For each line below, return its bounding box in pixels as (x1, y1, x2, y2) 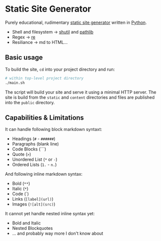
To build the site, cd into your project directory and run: (5, 66, 115, 72)
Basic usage (5, 54, 43, 62)
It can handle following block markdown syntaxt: (5, 127, 102, 132)
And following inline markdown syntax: (5, 171, 83, 177)
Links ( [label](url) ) (12, 196, 54, 202)
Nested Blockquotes (12, 225, 53, 231)
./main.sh (5, 80, 25, 85)
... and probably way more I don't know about (12, 230, 104, 237)
